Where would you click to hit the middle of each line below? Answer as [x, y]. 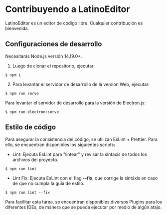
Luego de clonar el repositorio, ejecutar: [54, 65]
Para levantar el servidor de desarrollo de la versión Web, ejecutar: [81, 84]
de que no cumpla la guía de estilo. [48, 183]
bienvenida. [17, 28]
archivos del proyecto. [35, 159]
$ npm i [13, 75]
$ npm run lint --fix [28, 192]
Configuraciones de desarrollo [54, 44]
